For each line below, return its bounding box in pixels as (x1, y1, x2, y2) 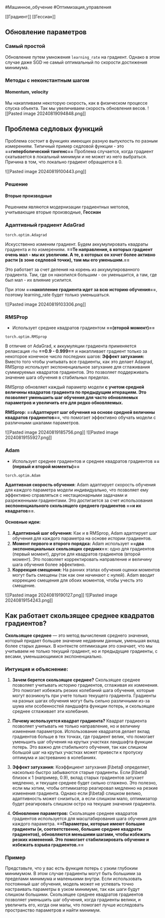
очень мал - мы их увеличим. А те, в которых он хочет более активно (5, 252, 156, 258)
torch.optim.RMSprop (5, 334, 48, 339)
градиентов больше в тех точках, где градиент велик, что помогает (12, 734, 155, 739)
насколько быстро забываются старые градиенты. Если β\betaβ (12, 769, 147, 775)
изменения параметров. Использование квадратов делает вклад (12, 728, 150, 734)
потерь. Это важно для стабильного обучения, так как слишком (12, 744, 147, 750)
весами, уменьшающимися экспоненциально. (5, 653, 103, 659)
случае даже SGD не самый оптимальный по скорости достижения (5, 59, 147, 65)
